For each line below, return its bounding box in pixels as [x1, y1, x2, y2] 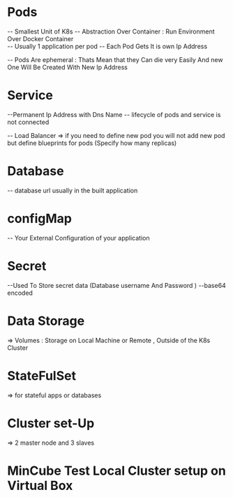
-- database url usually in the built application [7, 186, 138, 194]
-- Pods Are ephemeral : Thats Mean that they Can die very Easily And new [7, 55, 223, 63]
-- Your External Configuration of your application [7, 234, 150, 242]
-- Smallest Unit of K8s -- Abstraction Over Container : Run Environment [7, 27, 215, 36]
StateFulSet [7, 367, 77, 383]
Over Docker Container [7, 34, 74, 43]
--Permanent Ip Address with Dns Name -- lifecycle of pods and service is [7, 110, 221, 118]
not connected [7, 118, 50, 126]
